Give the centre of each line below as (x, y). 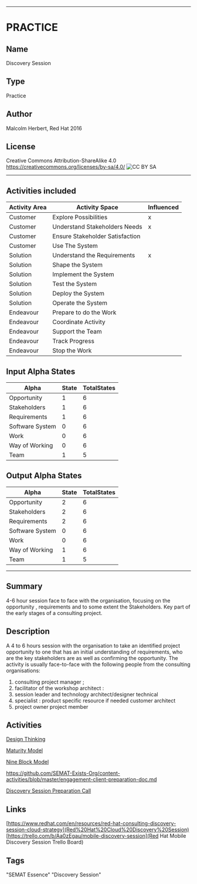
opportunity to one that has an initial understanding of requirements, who (94, 652)
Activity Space (97, 208)
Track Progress (74, 341)
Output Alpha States (44, 476)
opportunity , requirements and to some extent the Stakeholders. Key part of (98, 607)
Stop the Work (72, 351)
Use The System (75, 246)
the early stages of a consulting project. (54, 613)
